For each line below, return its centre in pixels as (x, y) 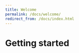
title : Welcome (21, 10)
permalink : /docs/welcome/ (33, 14)
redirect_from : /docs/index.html (40, 19)
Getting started (37, 43)
